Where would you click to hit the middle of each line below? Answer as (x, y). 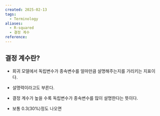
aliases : (14, 23)
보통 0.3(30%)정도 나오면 (37, 108)
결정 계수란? (23, 58)
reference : (16, 37)
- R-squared (22, 28)
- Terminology (24, 19)
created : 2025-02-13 (26, 10)
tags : (11, 14)
